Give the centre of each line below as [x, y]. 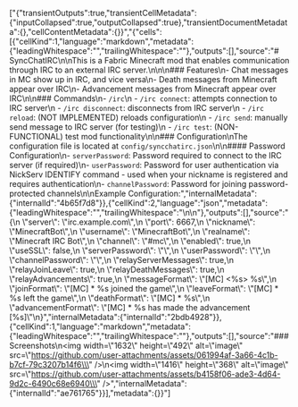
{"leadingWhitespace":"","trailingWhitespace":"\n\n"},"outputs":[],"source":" [149, 212]
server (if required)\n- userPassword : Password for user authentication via [144, 165]
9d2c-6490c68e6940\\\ [53, 383]
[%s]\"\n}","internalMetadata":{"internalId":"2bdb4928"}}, [116, 317]
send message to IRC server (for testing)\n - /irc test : [111, 127]
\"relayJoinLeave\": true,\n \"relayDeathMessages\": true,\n [117, 269]
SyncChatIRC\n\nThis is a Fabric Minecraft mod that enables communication [149, 60]
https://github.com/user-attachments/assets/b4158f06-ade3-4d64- [156, 374]
